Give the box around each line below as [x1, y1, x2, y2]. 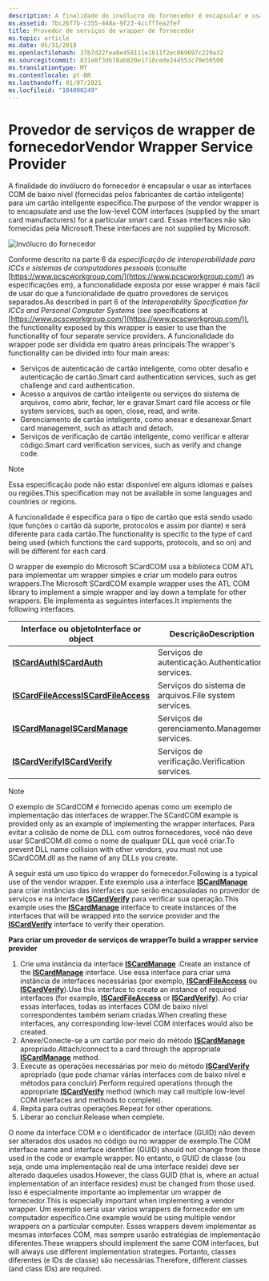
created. [19, 1027, 48, 1037]
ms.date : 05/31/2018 [8, 42, 78, 50]
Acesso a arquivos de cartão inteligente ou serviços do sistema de [19, 389, 240, 399]
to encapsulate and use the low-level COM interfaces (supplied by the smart [8, 207, 260, 216]
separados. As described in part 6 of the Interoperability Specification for [8, 297, 249, 307]
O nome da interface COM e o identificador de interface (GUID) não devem [8, 1128, 255, 1138]
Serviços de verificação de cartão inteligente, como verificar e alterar [19, 432, 250, 441]
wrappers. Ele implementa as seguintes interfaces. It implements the [8, 596, 232, 605]
